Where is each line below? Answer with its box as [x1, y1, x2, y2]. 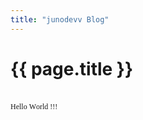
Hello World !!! [10, 101, 58, 111]
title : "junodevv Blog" [10, 14, 110, 25]
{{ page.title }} [10, 57, 134, 80]
